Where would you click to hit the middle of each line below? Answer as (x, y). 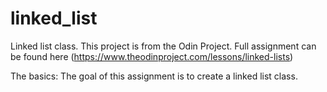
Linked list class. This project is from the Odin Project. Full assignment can (163, 46)
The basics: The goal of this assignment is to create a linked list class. (154, 76)
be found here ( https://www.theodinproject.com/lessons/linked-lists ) (152, 56)
